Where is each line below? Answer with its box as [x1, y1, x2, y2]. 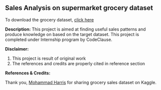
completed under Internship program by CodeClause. [5, 36, 113, 42]
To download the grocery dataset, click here [5, 17, 94, 22]
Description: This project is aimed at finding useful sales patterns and [5, 26, 146, 32]
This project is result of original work [12, 55, 86, 61]
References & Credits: [5, 70, 51, 76]
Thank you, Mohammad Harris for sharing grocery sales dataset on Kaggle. [5, 79, 157, 85]
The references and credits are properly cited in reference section [12, 60, 145, 66]
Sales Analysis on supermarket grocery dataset [5, 4, 153, 12]
